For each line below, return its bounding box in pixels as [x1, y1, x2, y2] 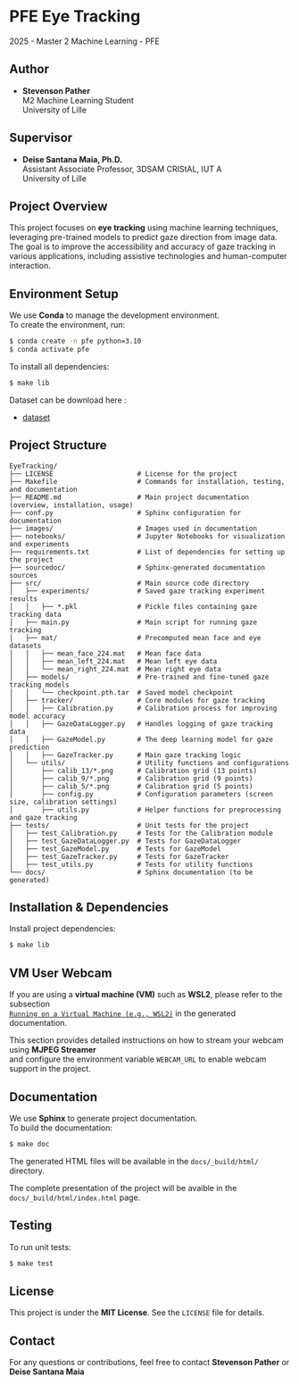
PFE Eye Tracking [9, 6, 141, 27]
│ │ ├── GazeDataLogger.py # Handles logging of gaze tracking [9, 719, 274, 729]
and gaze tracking [9, 813, 78, 822]
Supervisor [9, 130, 73, 146]
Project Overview [9, 198, 108, 213]
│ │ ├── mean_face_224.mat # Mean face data [9, 649, 202, 658]
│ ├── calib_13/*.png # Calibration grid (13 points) [9, 766, 257, 775]
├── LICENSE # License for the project [9, 469, 238, 479]
